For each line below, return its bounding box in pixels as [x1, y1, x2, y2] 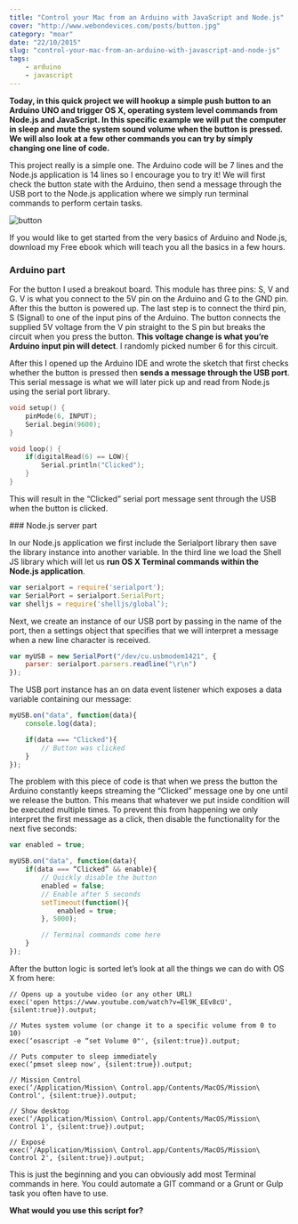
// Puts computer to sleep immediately [9, 1051, 157, 1061]
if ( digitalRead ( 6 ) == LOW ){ [25, 453, 129, 462]
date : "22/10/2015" [9, 37, 82, 47]
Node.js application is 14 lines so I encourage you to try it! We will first [9, 169, 266, 180]
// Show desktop [9, 1107, 69, 1115]
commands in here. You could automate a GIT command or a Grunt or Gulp [9, 1178, 284, 1188]
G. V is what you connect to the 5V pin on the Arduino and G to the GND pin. [9, 294, 289, 304]
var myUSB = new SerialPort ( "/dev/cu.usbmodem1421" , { [9, 651, 217, 661]
